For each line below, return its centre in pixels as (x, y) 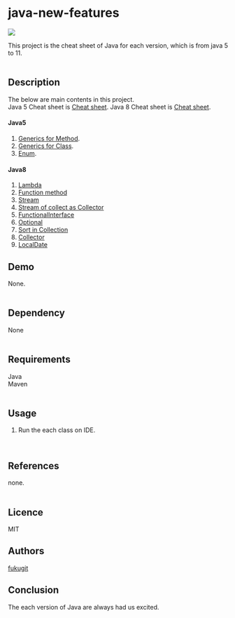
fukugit (18, 568)
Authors (26, 551)
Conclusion (34, 590)
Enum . (27, 153)
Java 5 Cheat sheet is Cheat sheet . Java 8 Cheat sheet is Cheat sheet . (109, 107)
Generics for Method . (49, 138)
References (34, 465)
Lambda (30, 185)
